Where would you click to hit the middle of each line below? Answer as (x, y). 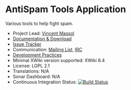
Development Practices (37, 55)
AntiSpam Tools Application (66, 9)
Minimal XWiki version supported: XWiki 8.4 (59, 60)
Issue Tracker (27, 44)
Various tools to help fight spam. (39, 23)
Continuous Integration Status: (45, 82)
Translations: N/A (31, 71)
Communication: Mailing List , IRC (47, 49)
